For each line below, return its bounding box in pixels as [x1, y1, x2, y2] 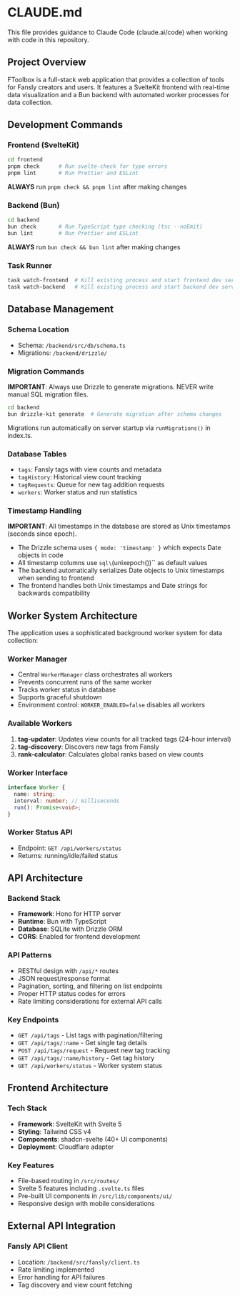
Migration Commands [7, 366, 84, 376]
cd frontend [7, 156, 43, 164]
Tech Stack [7, 1103, 48, 1113]
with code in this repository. [7, 35, 89, 44]
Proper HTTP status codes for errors [17, 989, 126, 997]
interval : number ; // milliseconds [14, 797, 120, 804]
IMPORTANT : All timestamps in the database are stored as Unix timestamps [7, 522, 231, 531]
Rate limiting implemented [17, 1265, 94, 1274]
